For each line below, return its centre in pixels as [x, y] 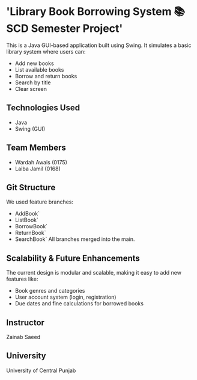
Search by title [33, 83]
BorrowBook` [31, 226]
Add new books [34, 63]
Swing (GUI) [30, 129]
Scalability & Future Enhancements [73, 258]
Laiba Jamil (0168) [38, 169]
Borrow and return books [46, 76]
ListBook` [27, 220]
